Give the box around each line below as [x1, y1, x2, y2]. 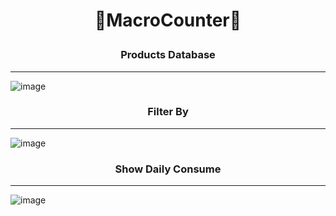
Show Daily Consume [114, 162, 222, 176]
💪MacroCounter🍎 [94, 9, 242, 32]
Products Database [120, 48, 216, 62]
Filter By [147, 105, 189, 119]
